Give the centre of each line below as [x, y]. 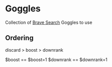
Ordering [19, 38]
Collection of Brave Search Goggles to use [49, 22]
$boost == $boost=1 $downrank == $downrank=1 [56, 60]
